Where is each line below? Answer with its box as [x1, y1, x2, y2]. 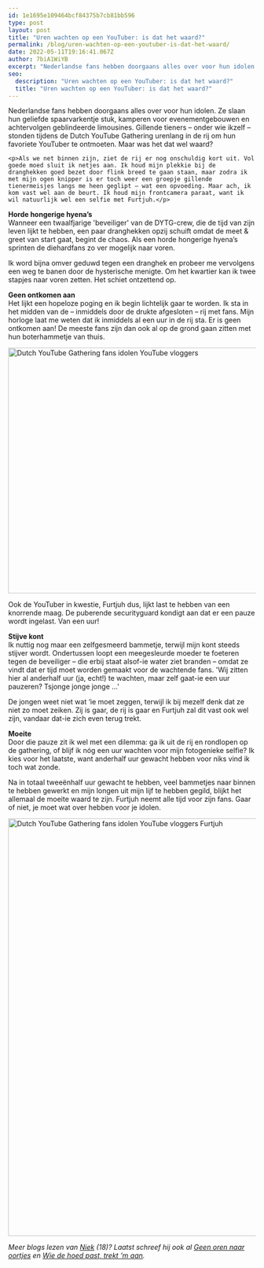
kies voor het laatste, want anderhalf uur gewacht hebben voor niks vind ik [8, 754, 250, 763]
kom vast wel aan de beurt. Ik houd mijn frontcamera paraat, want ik [8, 189, 244, 197]
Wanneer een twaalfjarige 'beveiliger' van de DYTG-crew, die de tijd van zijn [8, 218, 255, 228]
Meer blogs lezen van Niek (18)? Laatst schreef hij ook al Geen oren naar [8, 1243, 245, 1252]
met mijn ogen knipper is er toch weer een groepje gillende [8, 175, 213, 183]
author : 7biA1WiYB [8, 56, 68, 64]
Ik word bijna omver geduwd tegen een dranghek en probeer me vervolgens [8, 259, 255, 268]
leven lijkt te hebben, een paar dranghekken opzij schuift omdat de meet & [8, 226, 249, 236]
